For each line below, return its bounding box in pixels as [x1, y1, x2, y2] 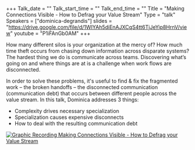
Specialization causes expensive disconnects [14, 114, 124, 121]
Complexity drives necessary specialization [14, 108, 120, 114]
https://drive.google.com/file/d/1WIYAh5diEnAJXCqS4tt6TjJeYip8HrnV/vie [8, 23, 187, 30]
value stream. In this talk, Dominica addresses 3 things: [6, 96, 139, 103]
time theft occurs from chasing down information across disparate [6, 47, 165, 54]
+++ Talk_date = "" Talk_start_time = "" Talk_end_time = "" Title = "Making [6, 5, 185, 12]
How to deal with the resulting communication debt [14, 120, 138, 127]
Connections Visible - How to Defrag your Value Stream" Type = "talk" [6, 11, 176, 18]
